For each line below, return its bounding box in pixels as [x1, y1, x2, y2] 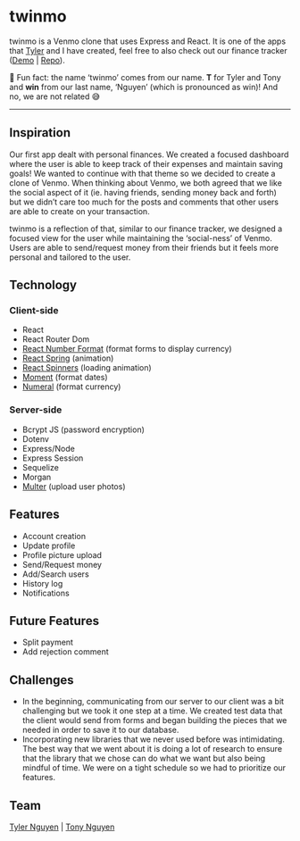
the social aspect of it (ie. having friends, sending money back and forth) [9, 187, 277, 197]
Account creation [21, 530, 87, 541]
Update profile [21, 540, 76, 551]
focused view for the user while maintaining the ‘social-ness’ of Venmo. [9, 232, 272, 243]
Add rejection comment [21, 646, 109, 657]
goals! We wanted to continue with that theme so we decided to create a [9, 168, 276, 179]
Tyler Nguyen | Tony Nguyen [9, 821, 115, 832]
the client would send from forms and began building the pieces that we [21, 715, 287, 726]
